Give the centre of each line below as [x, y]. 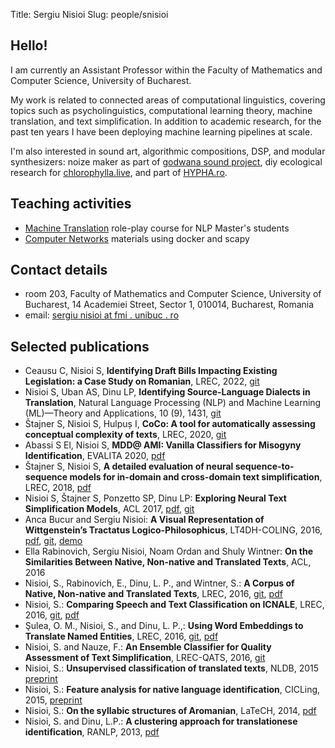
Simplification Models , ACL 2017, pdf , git [109, 509]
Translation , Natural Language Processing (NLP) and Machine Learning [173, 403]
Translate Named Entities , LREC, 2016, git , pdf [121, 636]
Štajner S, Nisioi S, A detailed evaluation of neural [129, 466]
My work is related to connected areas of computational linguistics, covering [168, 100]
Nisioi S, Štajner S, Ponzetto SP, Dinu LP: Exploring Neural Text [155, 498]
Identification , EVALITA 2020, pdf [95, 456]
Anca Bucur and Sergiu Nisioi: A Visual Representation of [144, 520]
